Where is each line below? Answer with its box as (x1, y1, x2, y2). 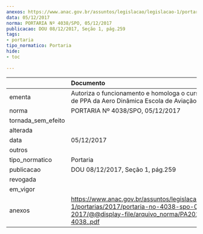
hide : (6, 48, 20, 54)
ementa (9, 93, 31, 101)
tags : (6, 31, 20, 37)
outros (9, 146, 28, 154)
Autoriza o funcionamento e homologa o (71, 89, 185, 97)
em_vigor (9, 185, 35, 193)
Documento (71, 79, 106, 87)
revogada (9, 175, 36, 183)
